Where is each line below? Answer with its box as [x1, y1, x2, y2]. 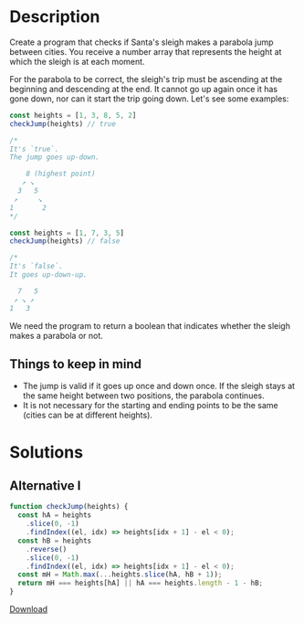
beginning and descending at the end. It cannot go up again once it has [9, 83, 278, 94]
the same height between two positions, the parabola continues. [22, 390, 265, 401]
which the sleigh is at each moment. [9, 56, 145, 67]
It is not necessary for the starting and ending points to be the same [22, 400, 278, 411]
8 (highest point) [26, 169, 96, 179]
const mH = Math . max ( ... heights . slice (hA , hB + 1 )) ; [17, 570, 223, 579]
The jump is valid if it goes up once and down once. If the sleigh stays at [22, 381, 295, 392]
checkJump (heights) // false [9, 237, 121, 246]
